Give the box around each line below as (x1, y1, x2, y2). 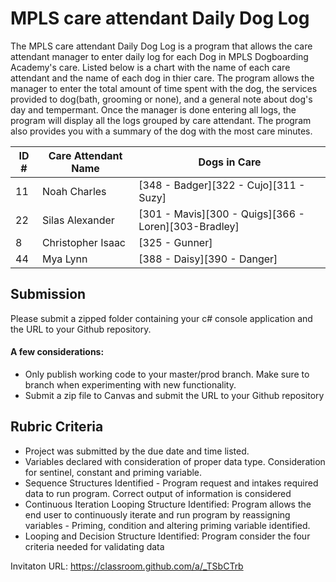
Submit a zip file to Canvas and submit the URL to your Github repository (24, 389, 325, 401)
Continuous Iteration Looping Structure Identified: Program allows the (24, 498, 312, 510)
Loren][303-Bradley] (138, 219, 240, 233)
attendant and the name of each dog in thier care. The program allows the (10, 72, 315, 84)
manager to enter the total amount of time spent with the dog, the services (10, 82, 318, 94)
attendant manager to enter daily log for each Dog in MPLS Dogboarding (10, 50, 309, 62)
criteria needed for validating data (24, 540, 165, 552)
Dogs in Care (198, 155, 262, 169)
